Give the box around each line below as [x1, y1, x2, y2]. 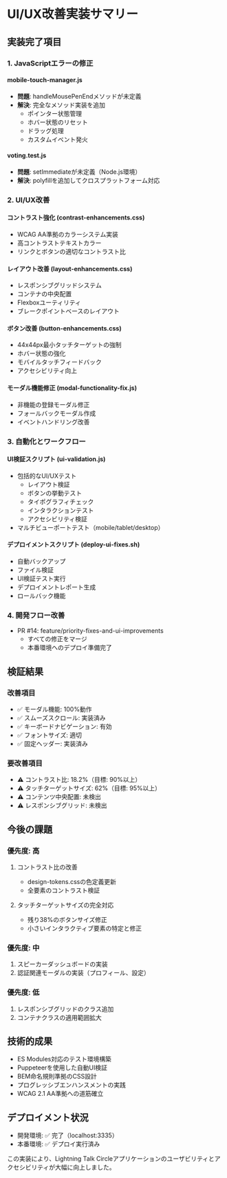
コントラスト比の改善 [17, 863, 78, 871]
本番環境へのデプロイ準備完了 [27, 643, 112, 652]
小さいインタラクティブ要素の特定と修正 [27, 924, 142, 932]
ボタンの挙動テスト [27, 489, 83, 497]
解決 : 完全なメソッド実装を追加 [17, 101, 105, 109]
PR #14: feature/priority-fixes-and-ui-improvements [17, 627, 164, 635]
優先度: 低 [7, 988, 40, 997]
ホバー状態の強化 [17, 349, 66, 357]
